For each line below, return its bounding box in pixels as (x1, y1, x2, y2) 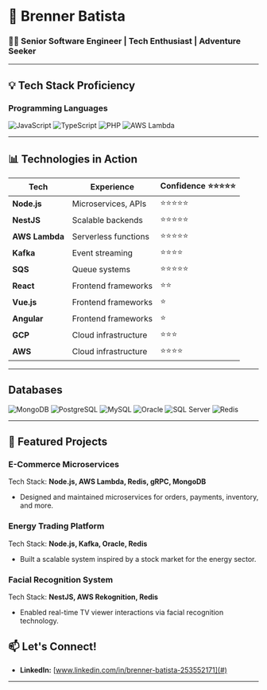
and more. (19, 501, 54, 510)
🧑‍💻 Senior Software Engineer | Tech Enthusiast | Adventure (8, 36, 241, 47)
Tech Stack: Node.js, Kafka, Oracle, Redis (8, 539, 148, 548)
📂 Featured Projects (8, 435, 108, 449)
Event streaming (72, 248, 133, 259)
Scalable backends (72, 215, 143, 226)
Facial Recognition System (8, 574, 114, 585)
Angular (12, 314, 44, 325)
